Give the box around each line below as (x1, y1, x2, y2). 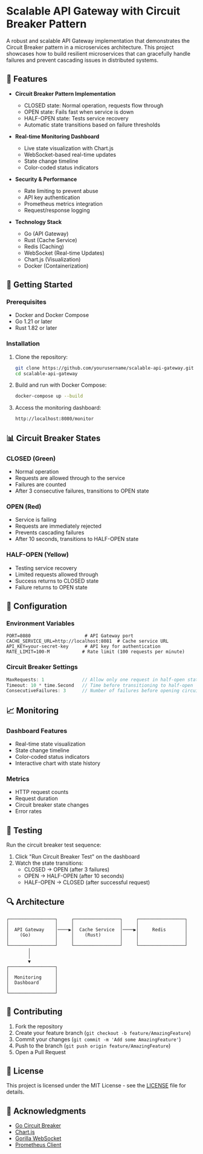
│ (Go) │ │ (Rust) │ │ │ (6, 932, 188, 938)
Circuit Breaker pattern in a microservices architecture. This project (6, 44, 174, 51)
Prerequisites (6, 298, 47, 306)
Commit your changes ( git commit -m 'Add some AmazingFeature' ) (14, 1035, 181, 1043)
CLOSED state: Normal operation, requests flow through (24, 102, 164, 109)
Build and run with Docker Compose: (14, 381, 107, 388)
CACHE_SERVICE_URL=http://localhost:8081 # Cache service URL (6, 638, 169, 644)
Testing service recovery (14, 564, 77, 571)
